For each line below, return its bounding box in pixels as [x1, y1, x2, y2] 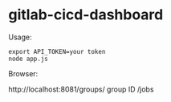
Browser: [8, 68, 39, 78]
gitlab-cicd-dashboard [8, 6, 164, 24]
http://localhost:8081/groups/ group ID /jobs [8, 84, 154, 94]
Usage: [8, 32, 32, 42]
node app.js [8, 55, 48, 63]
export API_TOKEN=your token [8, 47, 106, 55]
